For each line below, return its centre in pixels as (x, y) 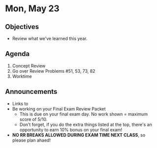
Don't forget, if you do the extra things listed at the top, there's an (86, 124)
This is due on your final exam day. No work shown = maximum (84, 114)
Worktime (22, 76)
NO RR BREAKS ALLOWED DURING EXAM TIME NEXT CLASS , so (79, 135)
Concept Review (29, 66)
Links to (20, 103)
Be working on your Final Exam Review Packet (59, 109)
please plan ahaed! (31, 140)
